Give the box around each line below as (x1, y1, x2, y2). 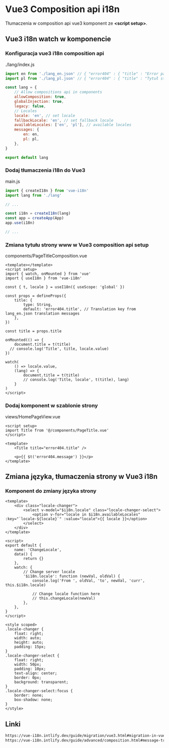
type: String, (23, 302, 53, 307)
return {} (23, 556, 44, 562)
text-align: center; (14, 671, 57, 676)
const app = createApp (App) (5, 216, 64, 221)
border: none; (14, 693, 44, 698)
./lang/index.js (5, 61, 35, 68)
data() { (14, 552, 33, 557)
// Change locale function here (32, 591, 100, 597)
